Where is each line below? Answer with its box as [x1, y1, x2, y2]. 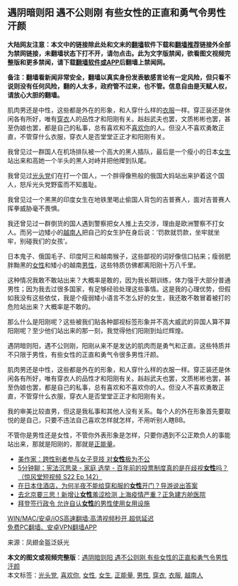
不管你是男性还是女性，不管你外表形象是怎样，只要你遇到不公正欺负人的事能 [7, 431, 231, 439]
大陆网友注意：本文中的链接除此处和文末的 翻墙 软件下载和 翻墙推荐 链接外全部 [7, 40, 231, 48]
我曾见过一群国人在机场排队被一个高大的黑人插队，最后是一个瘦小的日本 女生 [7, 147, 231, 156]
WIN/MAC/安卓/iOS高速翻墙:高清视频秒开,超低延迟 [7, 514, 154, 522]
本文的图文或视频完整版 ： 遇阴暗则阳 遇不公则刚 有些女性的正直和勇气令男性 [7, 553, 228, 561]
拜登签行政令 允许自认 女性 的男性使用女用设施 [17, 499, 150, 507]
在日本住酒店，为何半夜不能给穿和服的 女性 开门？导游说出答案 [17, 481, 198, 490]
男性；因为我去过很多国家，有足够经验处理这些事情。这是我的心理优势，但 [7, 284, 225, 293]
